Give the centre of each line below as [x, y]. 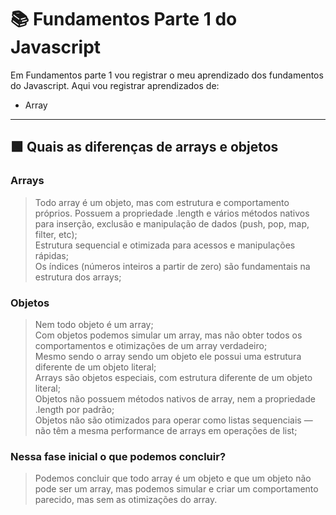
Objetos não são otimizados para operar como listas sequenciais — [173, 420]
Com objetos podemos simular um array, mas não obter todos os [168, 335]
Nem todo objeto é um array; [94, 324]
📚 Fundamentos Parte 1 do [124, 19]
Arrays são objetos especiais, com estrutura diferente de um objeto [173, 377]
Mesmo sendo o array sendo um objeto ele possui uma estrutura [168, 356]
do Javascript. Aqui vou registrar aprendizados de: [115, 85]
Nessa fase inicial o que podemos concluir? [118, 456]
